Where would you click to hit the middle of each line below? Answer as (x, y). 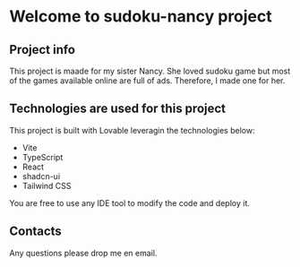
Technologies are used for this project (118, 109)
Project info (43, 50)
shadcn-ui (41, 176)
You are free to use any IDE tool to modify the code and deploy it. (130, 202)
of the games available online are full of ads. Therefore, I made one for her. (147, 81)
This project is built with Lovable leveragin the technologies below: (132, 130)
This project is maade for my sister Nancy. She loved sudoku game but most (150, 71)
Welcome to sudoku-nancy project (141, 17)
